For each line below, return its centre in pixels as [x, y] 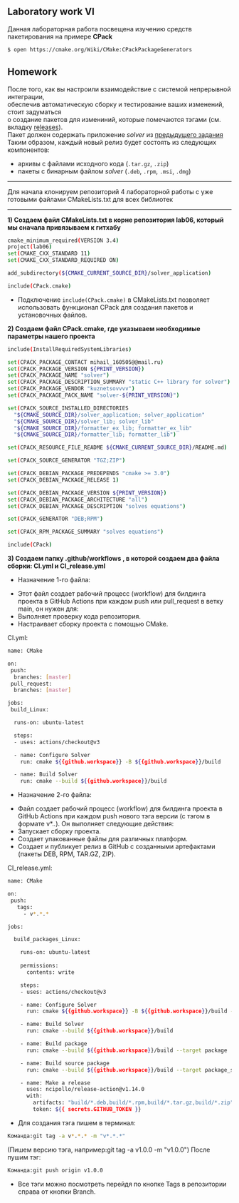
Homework [32, 72]
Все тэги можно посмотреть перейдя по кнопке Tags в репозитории [122, 1184]
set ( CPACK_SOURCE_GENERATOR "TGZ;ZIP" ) [67, 461]
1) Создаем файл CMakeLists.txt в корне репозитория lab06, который [116, 220]
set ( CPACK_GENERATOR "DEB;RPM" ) [55, 519]
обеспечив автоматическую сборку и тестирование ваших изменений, [116, 104]
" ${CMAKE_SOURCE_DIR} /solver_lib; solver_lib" [84, 421]
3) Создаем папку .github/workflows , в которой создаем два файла [113, 558]
